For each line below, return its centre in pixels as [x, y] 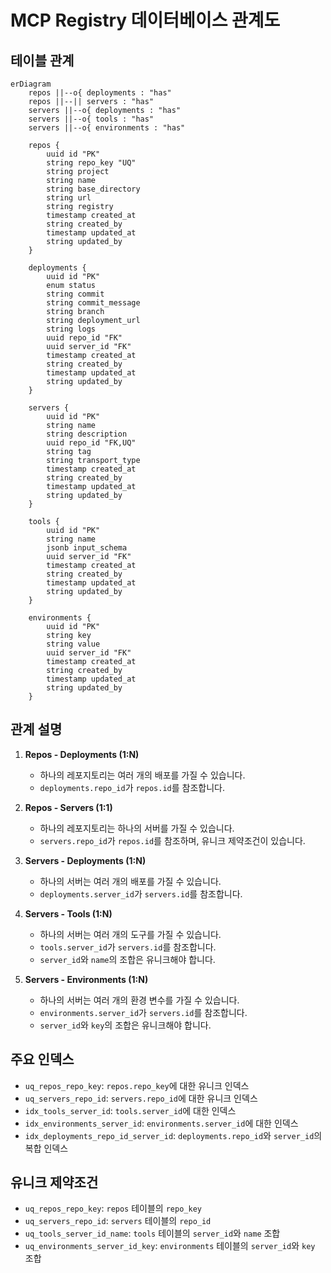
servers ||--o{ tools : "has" [91, 119]
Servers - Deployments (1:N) [85, 860]
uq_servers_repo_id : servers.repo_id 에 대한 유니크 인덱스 [141, 1098]
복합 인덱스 [46, 1148]
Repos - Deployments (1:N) [82, 754]
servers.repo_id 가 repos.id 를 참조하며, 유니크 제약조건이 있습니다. [172, 840]
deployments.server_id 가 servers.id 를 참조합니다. [141, 893]
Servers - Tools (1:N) [68, 913]
